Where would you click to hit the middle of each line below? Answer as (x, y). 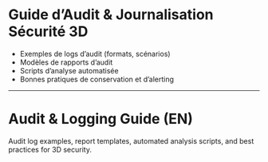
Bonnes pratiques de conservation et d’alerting (97, 79)
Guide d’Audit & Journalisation (111, 15)
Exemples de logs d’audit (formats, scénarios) (95, 53)
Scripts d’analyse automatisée (69, 70)
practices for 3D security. (50, 149)
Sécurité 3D (48, 32)
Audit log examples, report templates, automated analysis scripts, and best (131, 140)
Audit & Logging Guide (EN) (101, 119)
